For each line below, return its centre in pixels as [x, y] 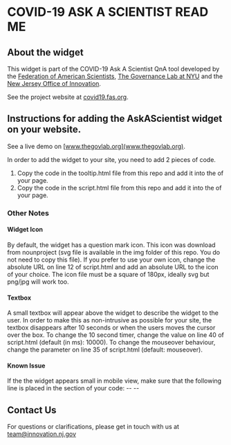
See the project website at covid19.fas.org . [68, 97]
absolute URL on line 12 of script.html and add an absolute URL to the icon [113, 266]
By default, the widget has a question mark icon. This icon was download [111, 245]
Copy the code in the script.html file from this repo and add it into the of [119, 188]
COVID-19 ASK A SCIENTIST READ [108, 12]
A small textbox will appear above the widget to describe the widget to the [113, 313]
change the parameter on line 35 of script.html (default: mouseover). [105, 349]
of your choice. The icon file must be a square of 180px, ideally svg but [108, 274]
